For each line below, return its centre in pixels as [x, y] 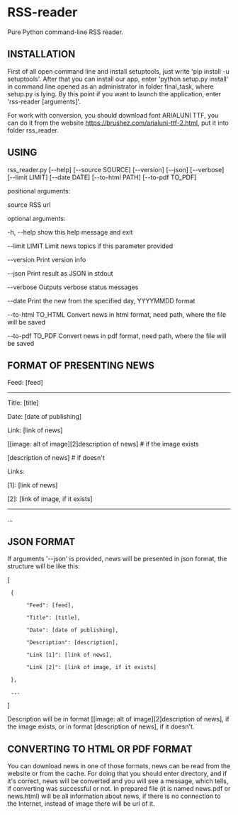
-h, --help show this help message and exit [70, 232]
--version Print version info [47, 259]
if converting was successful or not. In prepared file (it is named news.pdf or [119, 788]
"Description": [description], [72, 643]
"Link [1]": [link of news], [69, 655]
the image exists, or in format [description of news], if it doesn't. [101, 726]
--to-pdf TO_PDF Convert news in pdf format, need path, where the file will [117, 336]
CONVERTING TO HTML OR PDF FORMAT [100, 749]
